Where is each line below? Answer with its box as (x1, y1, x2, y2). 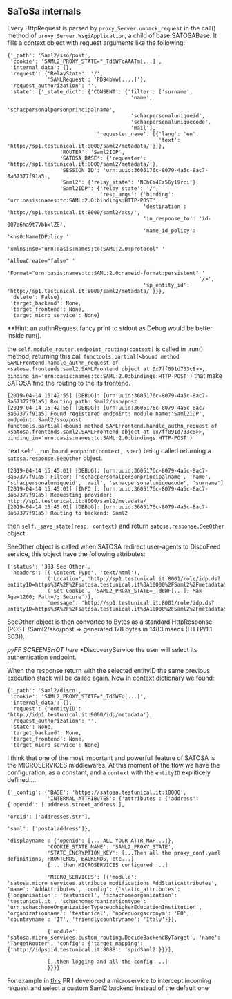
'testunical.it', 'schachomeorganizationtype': (7, 897, 147, 904)
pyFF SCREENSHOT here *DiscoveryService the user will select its (7, 645, 197, 654)
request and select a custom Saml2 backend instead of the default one (7, 984, 209, 992)
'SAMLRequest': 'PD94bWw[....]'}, (47, 76, 147, 83)
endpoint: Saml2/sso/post (7, 416, 81, 424)
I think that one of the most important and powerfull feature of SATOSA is (7, 753, 215, 762)
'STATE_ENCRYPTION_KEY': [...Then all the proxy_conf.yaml (47, 849, 221, 856)
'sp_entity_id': (143, 281, 190, 289)
